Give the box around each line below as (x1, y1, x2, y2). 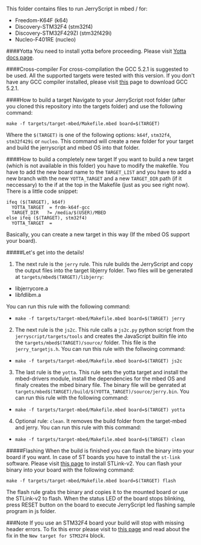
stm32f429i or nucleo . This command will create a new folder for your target (6, 138, 194, 145)
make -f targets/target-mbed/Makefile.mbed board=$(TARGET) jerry (14, 315, 185, 321)
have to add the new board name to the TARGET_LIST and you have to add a (6, 168, 191, 175)
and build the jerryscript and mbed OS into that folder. (6, 144, 140, 151)
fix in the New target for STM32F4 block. (6, 532, 105, 539)
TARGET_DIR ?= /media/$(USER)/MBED (11, 210, 107, 216)
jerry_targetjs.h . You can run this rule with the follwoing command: (14, 346, 185, 352)
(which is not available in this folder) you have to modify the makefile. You (6, 162, 190, 169)
